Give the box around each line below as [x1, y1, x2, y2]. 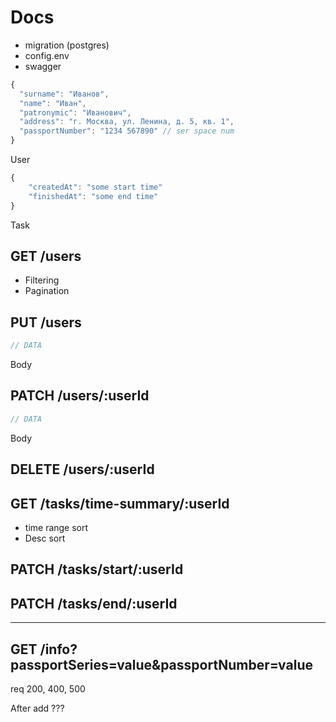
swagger [24, 60, 62, 72]
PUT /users [10, 314, 82, 331]
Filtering [24, 274, 60, 286]
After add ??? [10, 702, 65, 714]
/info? [39, 641, 78, 658]
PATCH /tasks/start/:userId [10, 561, 184, 578]
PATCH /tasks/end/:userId [10, 595, 178, 612]
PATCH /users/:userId [10, 387, 150, 405]
